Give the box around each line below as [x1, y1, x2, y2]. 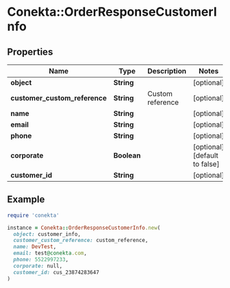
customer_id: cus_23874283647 [13, 269, 99, 276]
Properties [7, 46, 53, 58]
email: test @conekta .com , [13, 250, 88, 257]
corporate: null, [13, 262, 63, 269]
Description [146, 67, 187, 75]
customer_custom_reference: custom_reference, [13, 237, 149, 244]
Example [7, 193, 45, 206]
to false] [192, 159, 220, 169]
